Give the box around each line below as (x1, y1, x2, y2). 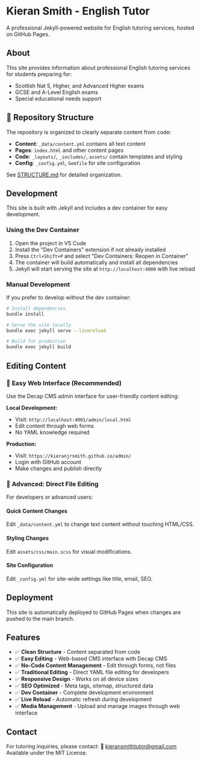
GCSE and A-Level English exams (14, 89, 98, 96)
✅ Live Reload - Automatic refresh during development (14, 696, 152, 703)
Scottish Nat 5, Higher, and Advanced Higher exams (14, 82, 144, 89)
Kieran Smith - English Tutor (6, 4, 150, 18)
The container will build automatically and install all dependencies (14, 258, 179, 266)
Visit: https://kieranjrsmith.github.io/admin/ (14, 452, 132, 459)
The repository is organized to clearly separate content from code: (6, 128, 172, 136)
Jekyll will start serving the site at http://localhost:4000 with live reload (14, 265, 196, 272)
